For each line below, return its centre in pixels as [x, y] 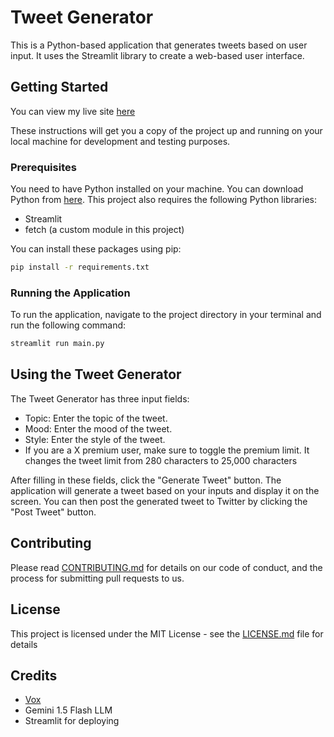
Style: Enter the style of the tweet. [95, 439]
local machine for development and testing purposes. [120, 141]
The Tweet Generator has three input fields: [100, 398]
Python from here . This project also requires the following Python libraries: [163, 200]
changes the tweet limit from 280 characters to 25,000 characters [161, 460]
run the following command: [68, 325]
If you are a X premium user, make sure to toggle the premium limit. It [167, 450]
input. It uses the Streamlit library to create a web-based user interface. [157, 55]
